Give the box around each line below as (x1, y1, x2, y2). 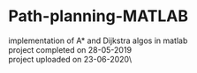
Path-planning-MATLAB (8, 6, 189, 26)
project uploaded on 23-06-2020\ (8, 54, 133, 64)
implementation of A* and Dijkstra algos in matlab (8, 35, 188, 46)
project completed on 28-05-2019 (8, 44, 133, 55)
